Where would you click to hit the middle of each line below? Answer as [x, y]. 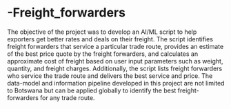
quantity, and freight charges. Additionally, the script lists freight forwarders [115, 68]
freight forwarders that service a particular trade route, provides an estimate [115, 46]
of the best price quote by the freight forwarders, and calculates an [103, 54]
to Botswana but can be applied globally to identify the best [92, 90]
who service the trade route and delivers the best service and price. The [110, 76]
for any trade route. [68, 97]
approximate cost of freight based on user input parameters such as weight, [115, 61]
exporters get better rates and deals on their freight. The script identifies [110, 39]
